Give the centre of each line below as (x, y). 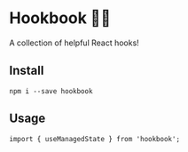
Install (27, 71)
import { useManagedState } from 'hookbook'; (94, 139)
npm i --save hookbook (51, 91)
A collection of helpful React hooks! (74, 43)
